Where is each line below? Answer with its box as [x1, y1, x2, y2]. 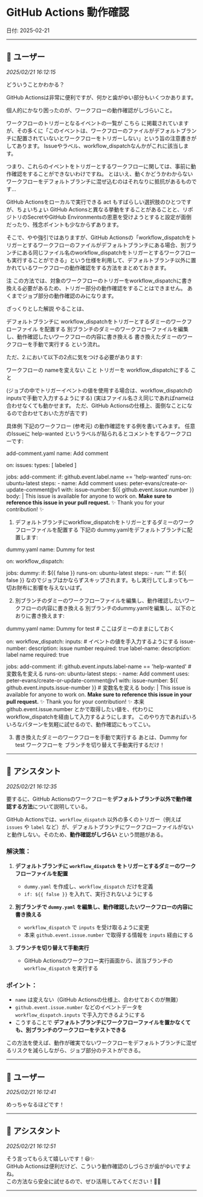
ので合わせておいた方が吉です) [11, 409, 88, 417]
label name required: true [6, 651, 69, 658]
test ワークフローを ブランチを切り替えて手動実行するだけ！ [14, 741, 165, 748]
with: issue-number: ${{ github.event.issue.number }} [61, 486, 195, 493]
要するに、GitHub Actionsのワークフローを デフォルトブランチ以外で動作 [6, 795, 187, 803]
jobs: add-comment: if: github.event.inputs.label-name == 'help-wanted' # [6, 663, 192, 670]
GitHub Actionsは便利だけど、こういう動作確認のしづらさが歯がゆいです [6, 1162, 186, 1170]
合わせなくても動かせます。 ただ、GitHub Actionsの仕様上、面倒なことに [6, 402, 187, 409]
